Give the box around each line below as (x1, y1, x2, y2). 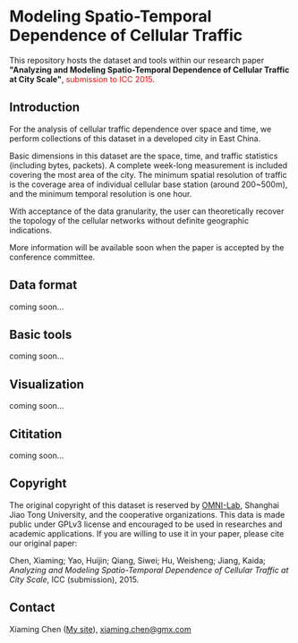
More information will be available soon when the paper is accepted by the (9, 241, 285, 252)
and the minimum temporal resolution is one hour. (9, 188, 192, 199)
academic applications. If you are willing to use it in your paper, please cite (9, 528, 285, 538)
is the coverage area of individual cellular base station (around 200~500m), (9, 179, 288, 190)
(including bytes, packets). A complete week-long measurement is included (9, 159, 288, 171)
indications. (9, 224, 52, 235)
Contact (9, 600, 55, 615)
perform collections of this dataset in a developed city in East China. (9, 132, 261, 144)
